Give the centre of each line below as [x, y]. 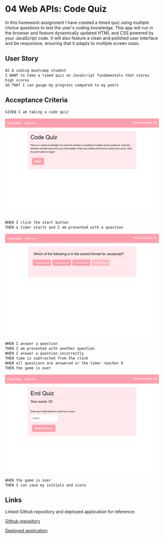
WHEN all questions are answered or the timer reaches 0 [64, 363]
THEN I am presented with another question [50, 348]
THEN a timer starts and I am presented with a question [64, 228]
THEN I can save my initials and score [46, 485]
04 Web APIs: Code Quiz [56, 9]
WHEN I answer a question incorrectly [44, 353]
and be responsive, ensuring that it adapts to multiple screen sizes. [72, 43]
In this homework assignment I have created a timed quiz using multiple [77, 22]
